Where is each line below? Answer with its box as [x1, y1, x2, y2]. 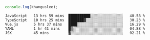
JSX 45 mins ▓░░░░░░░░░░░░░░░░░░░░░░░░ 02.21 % [5, 30, 146, 35]
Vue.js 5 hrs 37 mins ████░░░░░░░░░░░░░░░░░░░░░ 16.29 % [5, 22, 146, 27]
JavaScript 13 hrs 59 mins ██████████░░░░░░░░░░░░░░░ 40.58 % [5, 13, 146, 18]
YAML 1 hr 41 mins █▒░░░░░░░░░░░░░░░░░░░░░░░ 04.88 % [5, 26, 146, 31]
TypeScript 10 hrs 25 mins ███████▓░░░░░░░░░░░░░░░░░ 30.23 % [5, 18, 146, 22]
